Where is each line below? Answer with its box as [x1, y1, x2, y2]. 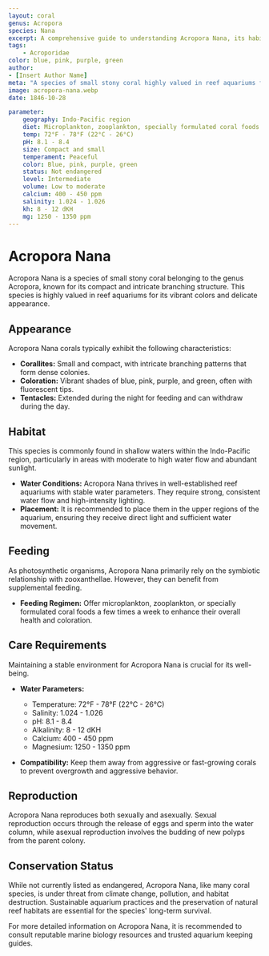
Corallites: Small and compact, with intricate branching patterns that [19, 359, 247, 369]
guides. [8, 938, 34, 948]
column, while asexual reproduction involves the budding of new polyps [8, 827, 246, 837]
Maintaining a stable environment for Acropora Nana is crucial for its [8, 660, 234, 669]
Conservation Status [8, 859, 114, 873]
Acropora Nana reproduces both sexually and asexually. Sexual [8, 810, 218, 820]
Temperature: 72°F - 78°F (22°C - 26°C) [31, 699, 165, 709]
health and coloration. [19, 615, 93, 625]
